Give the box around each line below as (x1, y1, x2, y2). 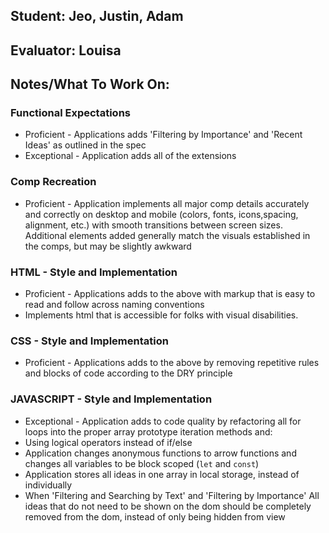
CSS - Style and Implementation (10, 334, 169, 348)
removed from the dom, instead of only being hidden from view (24, 510, 286, 523)
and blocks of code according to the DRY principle (24, 367, 233, 379)
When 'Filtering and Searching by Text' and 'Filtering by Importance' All (24, 489, 320, 501)
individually (24, 479, 73, 491)
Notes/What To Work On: (10, 76, 170, 93)
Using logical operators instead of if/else (24, 436, 193, 448)
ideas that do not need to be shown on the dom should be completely (24, 500, 312, 512)
